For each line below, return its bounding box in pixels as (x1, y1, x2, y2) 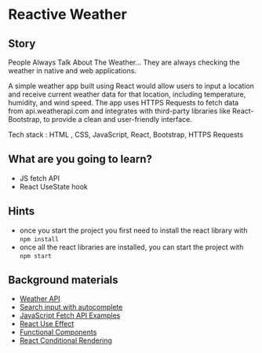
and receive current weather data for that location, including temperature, (8, 90, 246, 99)
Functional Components (19, 328, 97, 337)
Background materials (8, 274, 119, 287)
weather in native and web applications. (8, 66, 137, 75)
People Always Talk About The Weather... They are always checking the (8, 57, 241, 67)
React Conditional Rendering (19, 336, 112, 345)
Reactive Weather (8, 6, 127, 24)
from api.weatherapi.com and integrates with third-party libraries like (8, 106, 231, 116)
